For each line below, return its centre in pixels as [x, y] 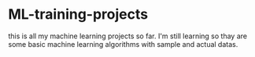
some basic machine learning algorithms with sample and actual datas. [123, 44]
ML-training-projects [78, 14]
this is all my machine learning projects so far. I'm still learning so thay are [128, 36]
